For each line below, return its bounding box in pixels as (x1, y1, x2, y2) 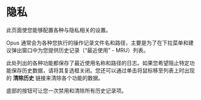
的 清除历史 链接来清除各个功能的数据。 (6, 74, 103, 81)
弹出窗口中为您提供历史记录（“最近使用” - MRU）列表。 (11, 46, 149, 54)
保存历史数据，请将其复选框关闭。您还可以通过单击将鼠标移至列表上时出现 (11, 66, 195, 74)
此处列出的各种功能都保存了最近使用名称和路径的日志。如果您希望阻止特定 (6, 59, 190, 66)
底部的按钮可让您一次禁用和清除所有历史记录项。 (6, 87, 127, 94)
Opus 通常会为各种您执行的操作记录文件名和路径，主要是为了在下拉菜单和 (6, 39, 188, 46)
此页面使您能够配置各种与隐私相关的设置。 (6, 26, 111, 34)
